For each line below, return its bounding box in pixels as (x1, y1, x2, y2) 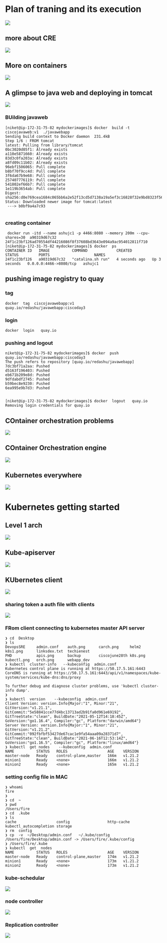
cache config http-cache (5, 820, 130, 825)
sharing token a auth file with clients (5, 601, 95, 608)
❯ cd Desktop (5, 636, 35, 641)
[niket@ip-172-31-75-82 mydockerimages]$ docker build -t (5, 125, 130, 130)
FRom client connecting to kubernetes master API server (5, 624, 145, 631)
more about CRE (5, 34, 56, 43)
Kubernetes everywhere (5, 471, 82, 479)
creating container (5, 219, 51, 226)
